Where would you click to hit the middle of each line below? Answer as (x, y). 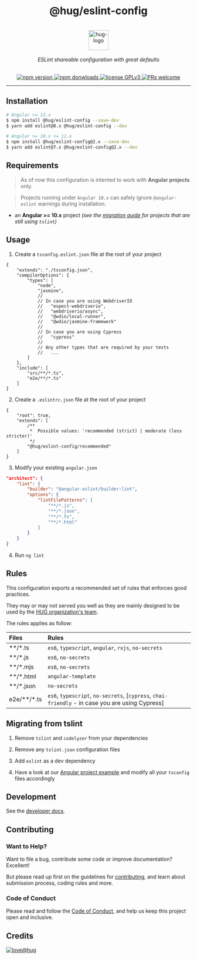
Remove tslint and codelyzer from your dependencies (81, 738)
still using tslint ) (35, 221)
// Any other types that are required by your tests (103, 347)
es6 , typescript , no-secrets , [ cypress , (99, 695)
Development (31, 797)
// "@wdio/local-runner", (72, 316)
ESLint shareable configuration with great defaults (98, 59)
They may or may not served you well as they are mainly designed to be (93, 605)
